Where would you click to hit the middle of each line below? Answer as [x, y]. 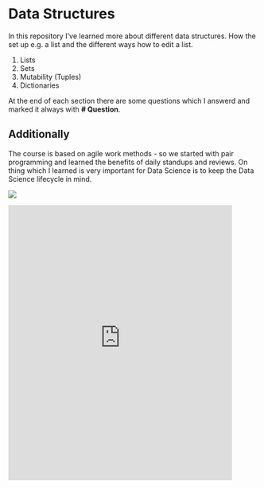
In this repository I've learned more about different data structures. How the [132, 36]
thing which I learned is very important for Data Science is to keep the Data [131, 170]
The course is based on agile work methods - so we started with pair [121, 153]
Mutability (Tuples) [50, 77]
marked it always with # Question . [64, 109]
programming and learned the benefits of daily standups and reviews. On [128, 162]
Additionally [39, 134]
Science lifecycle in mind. [50, 179]
